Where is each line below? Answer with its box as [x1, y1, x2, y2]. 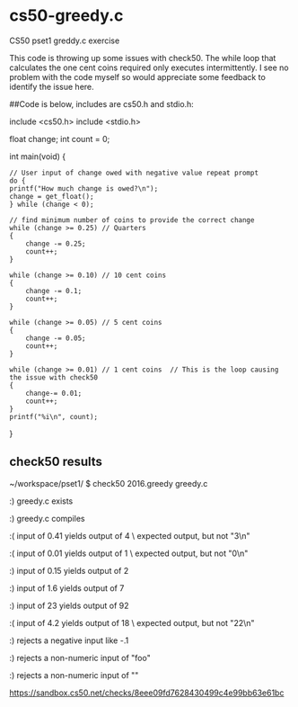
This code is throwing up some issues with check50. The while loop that [9, 52, 276, 63]
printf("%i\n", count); [9, 412, 99, 421]
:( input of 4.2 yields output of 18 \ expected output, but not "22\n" [9, 617, 255, 628]
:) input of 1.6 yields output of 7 [9, 582, 125, 594]
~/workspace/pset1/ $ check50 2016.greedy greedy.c [9, 478, 208, 488]
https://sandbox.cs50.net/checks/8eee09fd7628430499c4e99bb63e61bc [9, 687, 285, 698]
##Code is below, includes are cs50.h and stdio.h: [9, 98, 195, 109]
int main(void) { [9, 150, 66, 162]
